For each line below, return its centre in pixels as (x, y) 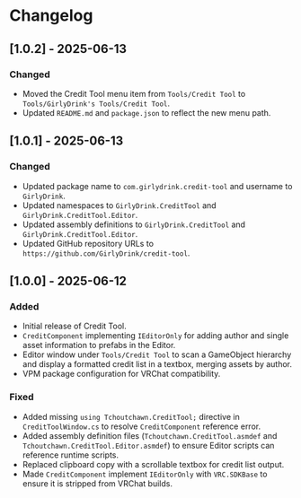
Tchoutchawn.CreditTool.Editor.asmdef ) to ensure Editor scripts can (148, 445)
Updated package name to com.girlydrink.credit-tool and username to (157, 186)
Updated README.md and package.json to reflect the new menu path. (146, 112)
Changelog (51, 16)
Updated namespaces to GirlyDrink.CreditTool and (120, 205)
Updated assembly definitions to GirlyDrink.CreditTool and (133, 224)
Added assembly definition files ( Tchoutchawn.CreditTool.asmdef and (150, 435)
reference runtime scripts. (71, 455)
